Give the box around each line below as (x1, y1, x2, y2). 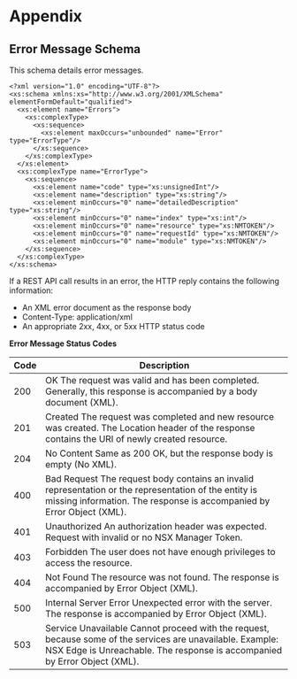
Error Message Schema (9, 42, 141, 57)
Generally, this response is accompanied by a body (45, 385, 258, 397)
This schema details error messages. (9, 65, 144, 75)
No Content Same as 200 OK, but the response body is (45, 447, 274, 459)
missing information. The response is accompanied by (45, 495, 270, 506)
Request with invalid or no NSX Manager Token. (45, 531, 243, 544)
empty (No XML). (45, 459, 118, 470)
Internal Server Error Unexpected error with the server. (45, 597, 272, 608)
